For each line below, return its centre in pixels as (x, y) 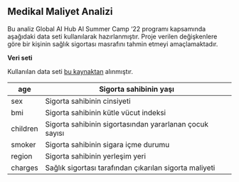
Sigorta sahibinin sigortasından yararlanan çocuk (127, 124)
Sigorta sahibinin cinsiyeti (88, 101)
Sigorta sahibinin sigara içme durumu (107, 144)
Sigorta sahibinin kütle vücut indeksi (105, 112)
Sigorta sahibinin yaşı (137, 89)
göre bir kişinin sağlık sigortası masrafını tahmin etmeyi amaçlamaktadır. (113, 44)
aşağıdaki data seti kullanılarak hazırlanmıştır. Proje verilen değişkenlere (112, 36)
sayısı (55, 133)
